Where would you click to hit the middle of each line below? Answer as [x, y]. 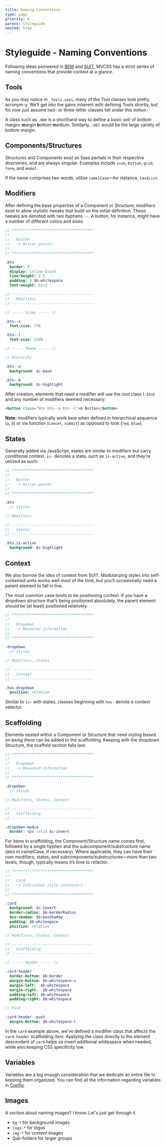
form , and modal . [21, 168]
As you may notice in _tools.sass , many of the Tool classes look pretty [77, 99]
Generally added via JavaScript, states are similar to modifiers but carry [78, 451]
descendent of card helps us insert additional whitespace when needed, [79, 1042]
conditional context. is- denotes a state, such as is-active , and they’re [78, 456]
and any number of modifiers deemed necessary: [56, 400]
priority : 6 [17, 19]
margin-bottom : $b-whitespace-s [43, 981]
